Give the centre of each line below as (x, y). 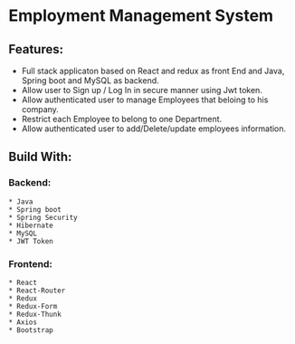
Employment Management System (141, 16)
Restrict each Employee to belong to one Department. (122, 119)
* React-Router (37, 291)
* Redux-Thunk (35, 314)
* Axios (23, 322)
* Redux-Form (33, 306)
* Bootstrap (31, 330)
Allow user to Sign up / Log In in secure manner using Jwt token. (142, 90)
